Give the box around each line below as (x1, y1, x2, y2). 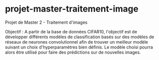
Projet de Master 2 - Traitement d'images (5, 19, 88, 25)
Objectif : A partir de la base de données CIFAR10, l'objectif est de (5, 29, 138, 34)
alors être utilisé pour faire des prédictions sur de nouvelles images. (5, 49, 141, 55)
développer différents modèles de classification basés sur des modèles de (5, 34, 155, 40)
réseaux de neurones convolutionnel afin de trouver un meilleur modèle (5, 39, 148, 45)
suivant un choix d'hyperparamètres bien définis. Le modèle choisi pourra (5, 44, 153, 50)
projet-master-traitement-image (5, 3, 139, 15)
